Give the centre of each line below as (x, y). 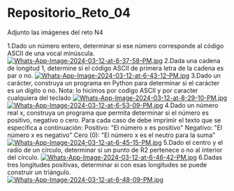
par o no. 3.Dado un (114, 76)
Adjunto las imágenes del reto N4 (55, 32)
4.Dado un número (191, 105)
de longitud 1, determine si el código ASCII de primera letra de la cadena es (116, 68)
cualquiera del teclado (39, 98)
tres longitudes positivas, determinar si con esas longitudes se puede (107, 164)
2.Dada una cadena (192, 60)
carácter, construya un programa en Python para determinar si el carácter (114, 83)
